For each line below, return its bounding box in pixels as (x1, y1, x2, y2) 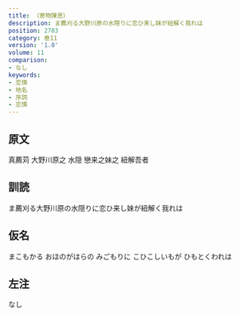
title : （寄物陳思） (8, 11, 69, 20)
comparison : (8, 57, 48, 65)
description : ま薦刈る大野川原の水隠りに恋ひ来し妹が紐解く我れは (8, 19, 203, 27)
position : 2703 (8, 26, 59, 34)
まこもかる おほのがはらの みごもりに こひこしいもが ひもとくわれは (8, 251, 233, 261)
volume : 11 (8, 49, 45, 57)
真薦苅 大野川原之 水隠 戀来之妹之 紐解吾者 (8, 155, 149, 164)
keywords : (8, 71, 41, 79)
